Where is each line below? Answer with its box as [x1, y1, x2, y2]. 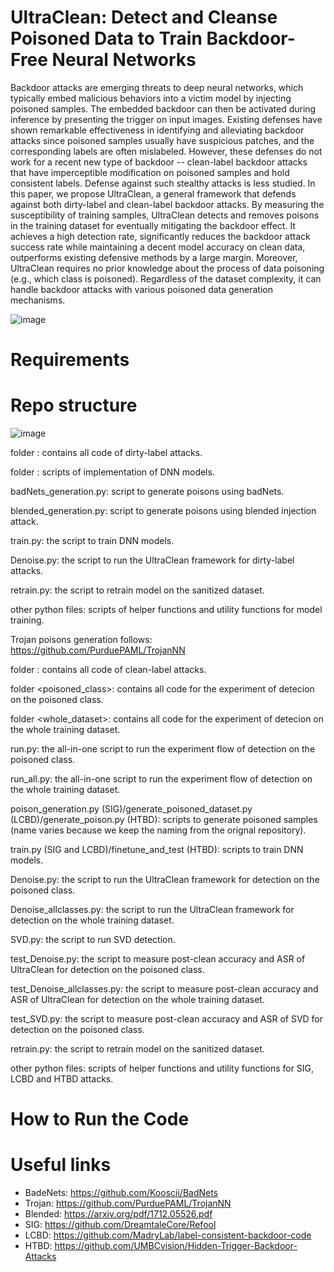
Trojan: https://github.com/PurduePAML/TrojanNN [24, 1197, 232, 1210]
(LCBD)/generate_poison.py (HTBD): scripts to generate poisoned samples [10, 814, 318, 826]
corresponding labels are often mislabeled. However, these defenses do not [10, 145, 323, 157]
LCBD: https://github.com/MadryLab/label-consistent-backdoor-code [24, 1229, 312, 1241]
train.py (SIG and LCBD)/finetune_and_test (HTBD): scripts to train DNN [10, 844, 304, 856]
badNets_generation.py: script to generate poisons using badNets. [10, 486, 285, 498]
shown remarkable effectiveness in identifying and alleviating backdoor [10, 124, 305, 136]
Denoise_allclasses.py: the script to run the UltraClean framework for [10, 904, 295, 916]
